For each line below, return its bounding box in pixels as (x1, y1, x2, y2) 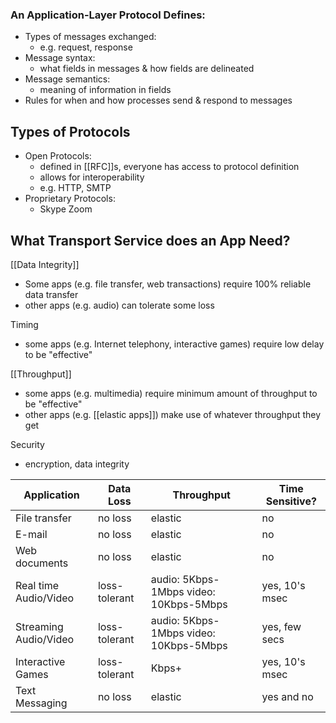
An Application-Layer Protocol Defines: (10, 8, 206, 22)
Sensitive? (265, 494, 317, 508)
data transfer (24, 288, 79, 300)
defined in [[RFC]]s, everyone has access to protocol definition (39, 161, 300, 173)
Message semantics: (24, 73, 111, 85)
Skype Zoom (39, 203, 93, 215)
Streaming (15, 619, 64, 633)
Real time (15, 578, 60, 592)
